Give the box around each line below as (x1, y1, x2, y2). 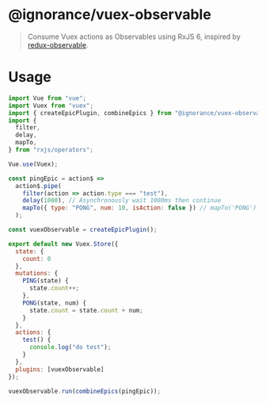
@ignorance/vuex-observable (8, 6, 211, 24)
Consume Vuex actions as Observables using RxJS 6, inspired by (27, 32, 241, 41)
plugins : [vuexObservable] (15, 365, 104, 374)
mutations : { (15, 270, 59, 278)
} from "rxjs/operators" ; (8, 146, 93, 154)
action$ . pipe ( (15, 182, 62, 190)
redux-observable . (27, 40, 89, 49)
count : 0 (22, 255, 51, 263)
